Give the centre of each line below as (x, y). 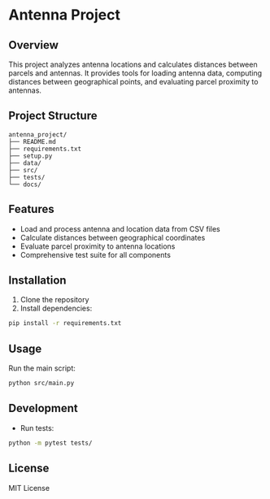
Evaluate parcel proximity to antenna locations (98, 246)
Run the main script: (42, 368)
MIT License (29, 488)
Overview (34, 45)
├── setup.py (30, 156)
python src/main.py (41, 384)
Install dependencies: (56, 308)
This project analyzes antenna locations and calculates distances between (133, 64)
